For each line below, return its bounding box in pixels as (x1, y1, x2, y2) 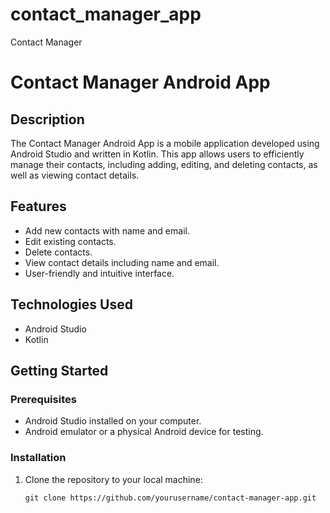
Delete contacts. (24, 246, 93, 258)
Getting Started (10, 362, 109, 379)
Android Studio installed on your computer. (24, 415, 202, 427)
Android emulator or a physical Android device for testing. (24, 426, 264, 438)
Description (10, 111, 85, 128)
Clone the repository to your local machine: (24, 473, 203, 485)
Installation (10, 451, 67, 465)
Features (10, 198, 67, 215)
